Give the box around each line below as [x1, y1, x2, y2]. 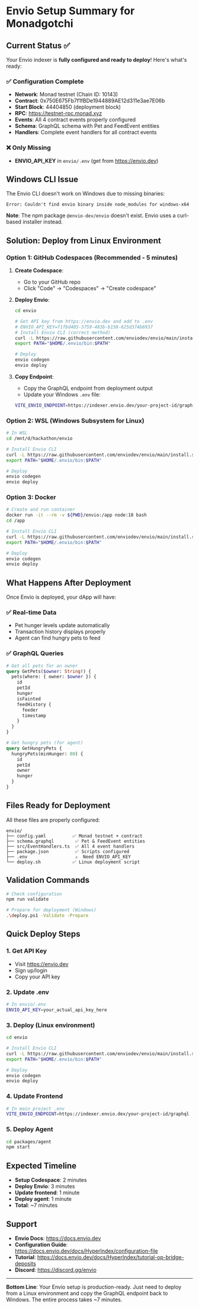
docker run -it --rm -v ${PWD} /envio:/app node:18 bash [6, 512, 147, 518]
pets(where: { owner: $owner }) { [11, 674, 97, 680]
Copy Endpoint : [14, 373, 54, 380]
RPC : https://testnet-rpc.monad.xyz [14, 110, 102, 117]
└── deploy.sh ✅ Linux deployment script [6, 859, 140, 865]
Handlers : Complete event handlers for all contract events [14, 129, 157, 136]
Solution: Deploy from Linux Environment [6, 235, 161, 246]
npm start [6, 1144, 31, 1150]
